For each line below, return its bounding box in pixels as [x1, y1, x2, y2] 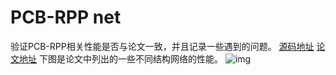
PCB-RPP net [10, 6, 122, 29]
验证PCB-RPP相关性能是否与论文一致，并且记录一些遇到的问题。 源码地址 [10, 40, 315, 52]
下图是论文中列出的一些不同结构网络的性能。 [38, 52, 223, 65]
